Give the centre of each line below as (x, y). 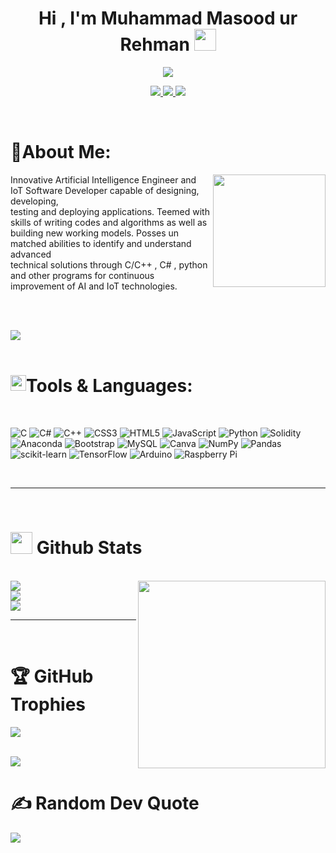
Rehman (154, 44)
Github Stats (89, 548)
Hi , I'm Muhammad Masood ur (168, 18)
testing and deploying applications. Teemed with (110, 211)
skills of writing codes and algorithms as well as (109, 222)
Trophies (48, 704)
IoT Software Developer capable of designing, (105, 190)
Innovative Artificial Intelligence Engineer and (103, 179)
